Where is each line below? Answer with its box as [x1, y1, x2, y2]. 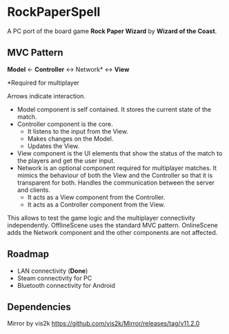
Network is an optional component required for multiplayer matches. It [17, 163, 217, 172]
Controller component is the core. [17, 120, 114, 128]
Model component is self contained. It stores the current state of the [17, 105, 212, 114]
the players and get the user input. [17, 156, 115, 165]
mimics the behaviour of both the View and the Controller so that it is [17, 171, 213, 179]
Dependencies [7, 301, 71, 313]
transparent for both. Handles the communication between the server [17, 178, 215, 187]
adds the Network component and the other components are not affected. [7, 228, 218, 236]
